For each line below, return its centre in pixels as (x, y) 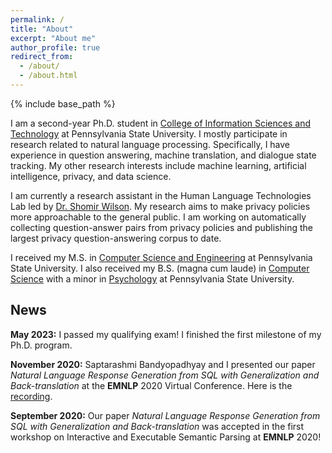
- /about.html (48, 76)
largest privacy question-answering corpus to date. (116, 238)
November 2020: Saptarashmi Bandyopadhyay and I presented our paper (163, 364)
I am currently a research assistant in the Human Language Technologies (161, 195)
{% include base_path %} (63, 103)
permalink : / (37, 19)
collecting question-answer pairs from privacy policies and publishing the (161, 227)
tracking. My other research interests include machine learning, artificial (158, 165)
